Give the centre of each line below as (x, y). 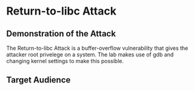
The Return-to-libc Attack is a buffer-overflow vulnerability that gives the (97, 48)
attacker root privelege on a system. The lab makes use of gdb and (90, 55)
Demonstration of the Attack (61, 34)
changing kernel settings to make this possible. (65, 61)
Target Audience (38, 80)
